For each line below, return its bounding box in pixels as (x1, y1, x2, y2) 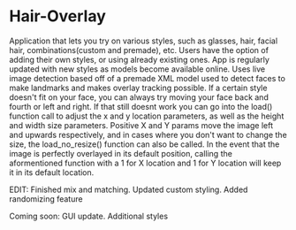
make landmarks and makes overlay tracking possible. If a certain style (9, 82, 268, 93)
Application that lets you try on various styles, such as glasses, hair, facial (9, 35, 278, 46)
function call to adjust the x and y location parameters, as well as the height (9, 111, 285, 121)
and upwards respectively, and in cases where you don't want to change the (9, 129, 287, 140)
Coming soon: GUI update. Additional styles (9, 211, 169, 221)
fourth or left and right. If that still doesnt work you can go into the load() (9, 101, 273, 111)
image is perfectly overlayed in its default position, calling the (9, 148, 232, 158)
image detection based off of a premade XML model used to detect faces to (9, 73, 285, 83)
